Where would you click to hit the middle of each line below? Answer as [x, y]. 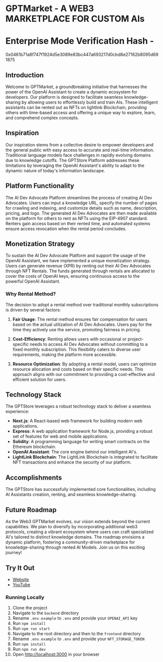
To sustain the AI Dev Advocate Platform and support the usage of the [76, 255]
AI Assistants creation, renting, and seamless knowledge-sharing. [71, 495]
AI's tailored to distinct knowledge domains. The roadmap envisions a [75, 537]
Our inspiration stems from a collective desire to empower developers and [80, 144]
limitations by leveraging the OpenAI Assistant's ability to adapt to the [75, 165]
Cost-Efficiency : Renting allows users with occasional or [69, 339]
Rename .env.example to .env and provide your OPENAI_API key [75, 618]
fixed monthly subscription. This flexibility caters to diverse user [77, 349]
